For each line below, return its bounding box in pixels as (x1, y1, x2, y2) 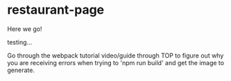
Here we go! (7, 25, 43, 33)
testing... (7, 38, 33, 46)
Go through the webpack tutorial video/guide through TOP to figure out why (7, 51, 224, 60)
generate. (7, 66, 35, 74)
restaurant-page (7, 2, 105, 18)
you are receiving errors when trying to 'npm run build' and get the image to (7, 58, 224, 67)
